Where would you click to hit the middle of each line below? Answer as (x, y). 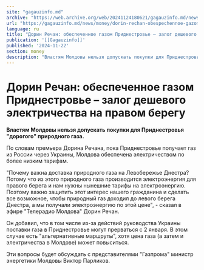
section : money (25, 52)
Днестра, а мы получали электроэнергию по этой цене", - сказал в (94, 204)
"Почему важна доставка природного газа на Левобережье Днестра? (98, 172)
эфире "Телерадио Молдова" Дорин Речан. (63, 211)
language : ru (23, 29)
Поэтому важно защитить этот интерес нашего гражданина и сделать (98, 192)
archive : (17, 18)
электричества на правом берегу (96, 113)
